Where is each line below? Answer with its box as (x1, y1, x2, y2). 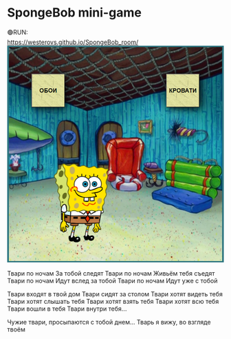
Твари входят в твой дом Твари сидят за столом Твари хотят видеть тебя (7, 289, 223, 298)
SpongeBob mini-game (7, 5, 142, 21)
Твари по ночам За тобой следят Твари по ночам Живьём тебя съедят (7, 269, 215, 277)
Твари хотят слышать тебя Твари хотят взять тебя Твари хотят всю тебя (7, 297, 219, 305)
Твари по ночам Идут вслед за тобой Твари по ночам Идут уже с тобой (7, 276, 218, 285)
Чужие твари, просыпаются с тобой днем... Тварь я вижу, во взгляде (7, 318, 211, 326)
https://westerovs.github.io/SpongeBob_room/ (7, 38, 139, 46)
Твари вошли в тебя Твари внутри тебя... (7, 305, 127, 313)
